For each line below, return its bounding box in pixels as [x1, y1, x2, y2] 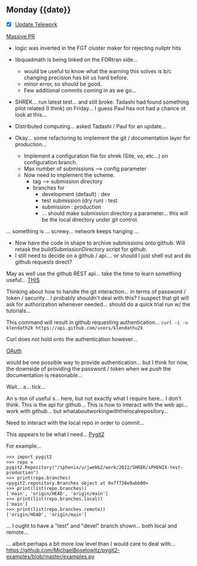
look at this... [14, 111, 47, 118]
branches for [32, 184, 65, 191]
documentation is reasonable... [6, 371, 83, 378]
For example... [6, 442, 42, 449]
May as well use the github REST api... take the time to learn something [6, 270, 181, 277]
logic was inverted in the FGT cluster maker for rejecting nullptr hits [14, 44, 181, 52]
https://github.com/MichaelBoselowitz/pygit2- [6, 546, 120, 553]
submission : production [41, 203, 102, 210]
